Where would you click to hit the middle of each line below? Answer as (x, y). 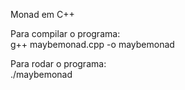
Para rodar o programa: (58, 63)
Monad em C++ (42, 14)
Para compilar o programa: (65, 33)
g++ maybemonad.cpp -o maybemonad (92, 44)
